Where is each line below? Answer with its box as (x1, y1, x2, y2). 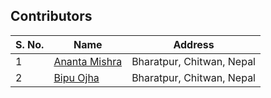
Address (173, 37, 215, 51)
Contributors (10, 8, 93, 25)
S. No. (15, 37, 45, 51)
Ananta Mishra (53, 54, 123, 68)
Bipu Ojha (53, 70, 100, 84)
